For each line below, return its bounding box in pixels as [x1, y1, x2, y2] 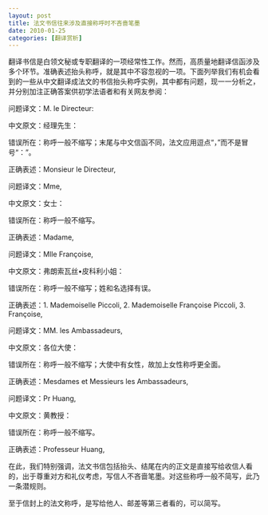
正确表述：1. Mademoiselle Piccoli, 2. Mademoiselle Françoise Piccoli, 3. [8, 300, 246, 310]
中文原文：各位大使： [8, 343, 78, 352]
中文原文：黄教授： [8, 410, 72, 420]
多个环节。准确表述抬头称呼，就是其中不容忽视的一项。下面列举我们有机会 [8, 67, 253, 77]
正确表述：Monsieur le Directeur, [8, 164, 116, 174]
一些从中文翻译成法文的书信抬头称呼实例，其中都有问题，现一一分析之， [22, 77, 260, 86]
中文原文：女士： [8, 199, 65, 208]
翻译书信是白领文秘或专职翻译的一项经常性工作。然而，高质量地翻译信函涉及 [8, 57, 260, 66]
